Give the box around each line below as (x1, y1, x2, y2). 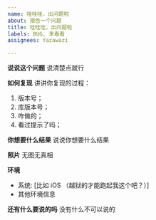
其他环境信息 (17, 190, 56, 199)
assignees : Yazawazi (7, 37, 69, 44)
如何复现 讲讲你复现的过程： (7, 79, 90, 88)
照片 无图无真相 (7, 151, 53, 159)
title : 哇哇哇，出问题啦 (7, 23, 73, 31)
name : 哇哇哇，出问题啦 (7, 10, 70, 18)
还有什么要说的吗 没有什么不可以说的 (7, 205, 115, 214)
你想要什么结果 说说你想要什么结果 (7, 136, 109, 145)
